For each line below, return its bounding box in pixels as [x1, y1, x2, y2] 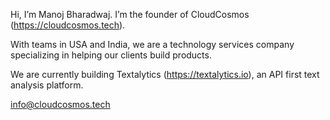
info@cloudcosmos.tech [10, 99, 111, 110]
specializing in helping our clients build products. [10, 49, 212, 61]
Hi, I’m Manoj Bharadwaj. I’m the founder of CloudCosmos [10, 9, 250, 20]
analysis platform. [10, 79, 84, 91]
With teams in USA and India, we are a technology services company [10, 39, 295, 50]
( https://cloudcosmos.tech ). [10, 19, 126, 31]
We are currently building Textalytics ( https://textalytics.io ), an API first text [10, 69, 320, 80]
